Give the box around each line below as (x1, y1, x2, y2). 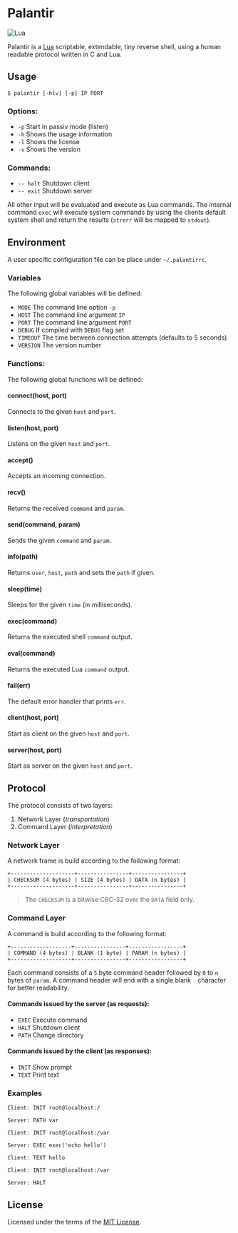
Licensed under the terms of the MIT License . (7, 1218, 142, 1227)
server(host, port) (7, 746, 62, 754)
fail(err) (7, 681, 31, 690)
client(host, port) (7, 714, 59, 722)
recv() (7, 487, 26, 497)
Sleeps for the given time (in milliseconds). (7, 601, 133, 609)
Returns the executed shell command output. (7, 633, 133, 641)
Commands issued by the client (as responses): (7, 1047, 152, 1055)
